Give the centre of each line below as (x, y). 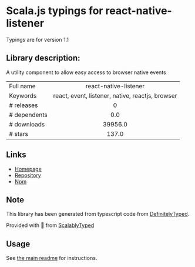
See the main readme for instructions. (52, 258)
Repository (28, 175)
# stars (19, 133)
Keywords (23, 95)
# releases (23, 105)
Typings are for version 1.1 (38, 39)
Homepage (28, 169)
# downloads (27, 124)
